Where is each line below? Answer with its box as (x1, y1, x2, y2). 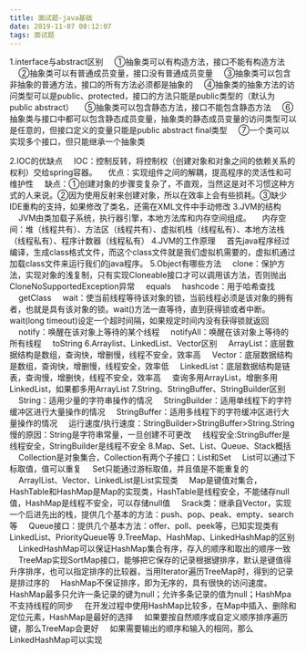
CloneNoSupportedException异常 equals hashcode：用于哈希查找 (9, 281, 275, 292)
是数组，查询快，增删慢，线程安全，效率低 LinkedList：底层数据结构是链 (9, 361, 291, 372)
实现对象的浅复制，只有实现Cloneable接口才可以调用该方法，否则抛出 (25, 270, 287, 281)
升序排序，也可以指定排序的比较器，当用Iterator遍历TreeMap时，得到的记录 (9, 566, 294, 577)
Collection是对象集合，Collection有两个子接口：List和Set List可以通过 (17, 452, 289, 463)
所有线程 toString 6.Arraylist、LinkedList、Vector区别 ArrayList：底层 (9, 338, 287, 349)
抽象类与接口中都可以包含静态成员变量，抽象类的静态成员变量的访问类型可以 (9, 113, 297, 124)
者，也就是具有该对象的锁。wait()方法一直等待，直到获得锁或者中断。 (9, 304, 270, 315)
